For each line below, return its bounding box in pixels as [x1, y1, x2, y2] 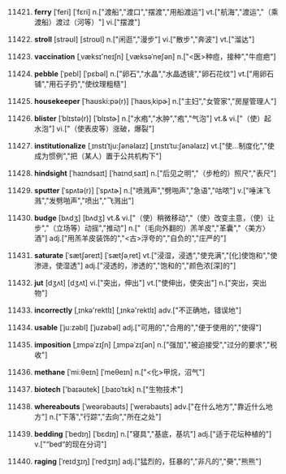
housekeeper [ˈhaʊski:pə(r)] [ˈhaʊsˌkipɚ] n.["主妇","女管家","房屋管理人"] [33, 97, 277, 106]
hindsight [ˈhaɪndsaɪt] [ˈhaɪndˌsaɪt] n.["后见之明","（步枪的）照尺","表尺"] [33, 169, 276, 178]
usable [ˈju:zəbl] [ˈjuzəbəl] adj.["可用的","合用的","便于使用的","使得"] [33, 323, 262, 332]
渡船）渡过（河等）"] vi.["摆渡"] [33, 17, 141, 27]
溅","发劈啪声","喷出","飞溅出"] [33, 196, 134, 205]
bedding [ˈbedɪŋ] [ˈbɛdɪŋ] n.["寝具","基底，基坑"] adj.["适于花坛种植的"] [33, 429, 272, 438]
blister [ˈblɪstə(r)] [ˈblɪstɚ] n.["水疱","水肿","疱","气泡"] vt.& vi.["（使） [33, 114, 265, 123]
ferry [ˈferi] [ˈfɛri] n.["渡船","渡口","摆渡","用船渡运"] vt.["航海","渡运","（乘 [33, 7, 279, 16]
